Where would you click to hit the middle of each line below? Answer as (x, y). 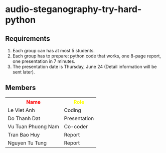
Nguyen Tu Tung (27, 143)
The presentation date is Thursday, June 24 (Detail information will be (85, 67)
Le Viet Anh (21, 110)
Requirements (28, 39)
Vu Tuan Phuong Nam (33, 126)
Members (21, 88)
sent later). (24, 72)
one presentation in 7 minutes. (44, 61)
